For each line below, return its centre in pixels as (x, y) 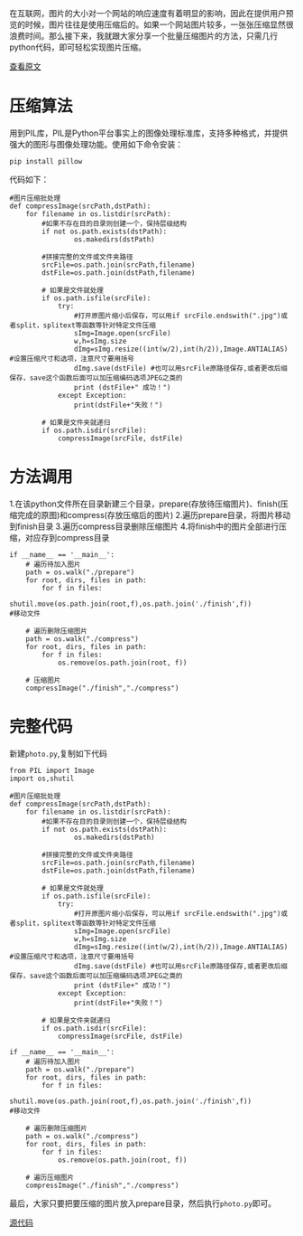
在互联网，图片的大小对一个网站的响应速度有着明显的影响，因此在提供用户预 (151, 13)
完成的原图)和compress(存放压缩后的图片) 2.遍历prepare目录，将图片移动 (154, 514)
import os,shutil (42, 778)
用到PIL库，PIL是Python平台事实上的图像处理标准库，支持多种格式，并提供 (149, 133)
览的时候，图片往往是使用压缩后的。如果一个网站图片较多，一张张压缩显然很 (151, 24)
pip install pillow (46, 161)
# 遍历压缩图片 (50, 1177)
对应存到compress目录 (67, 537)
